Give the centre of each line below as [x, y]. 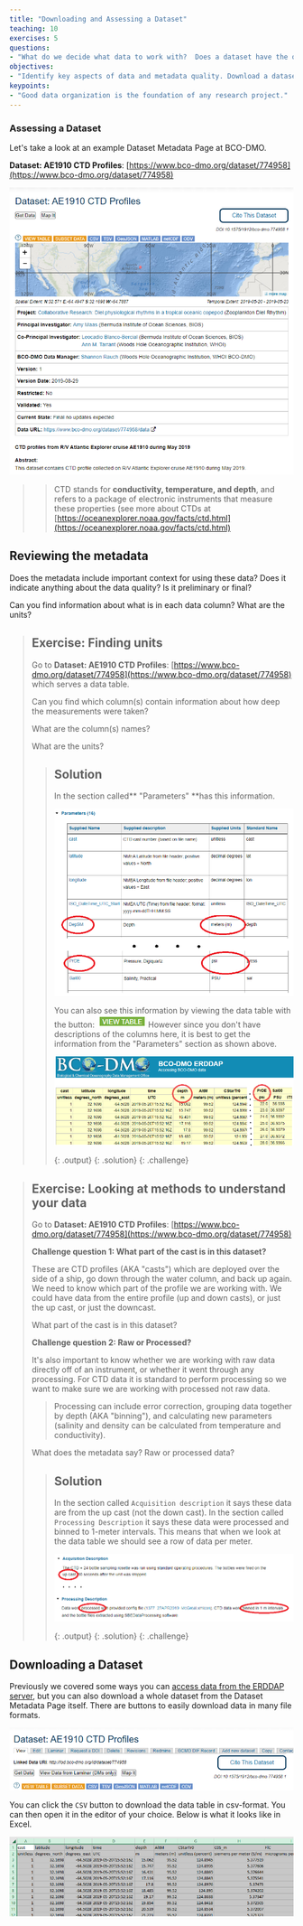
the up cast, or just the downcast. [94, 1308]
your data [59, 1203]
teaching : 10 [34, 28]
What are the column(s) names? [91, 728]
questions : [30, 48]
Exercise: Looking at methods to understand [159, 1188]
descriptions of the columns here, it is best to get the [152, 1033]
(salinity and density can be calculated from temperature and [167, 1426]
